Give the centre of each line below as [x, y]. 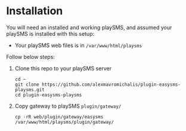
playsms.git [30, 90]
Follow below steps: [31, 57]
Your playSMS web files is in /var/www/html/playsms [78, 45]
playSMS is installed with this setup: [50, 33]
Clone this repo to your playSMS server [63, 68]
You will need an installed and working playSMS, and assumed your [89, 27]
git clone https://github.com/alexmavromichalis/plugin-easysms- [97, 85]
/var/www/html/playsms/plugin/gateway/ [64, 122]
